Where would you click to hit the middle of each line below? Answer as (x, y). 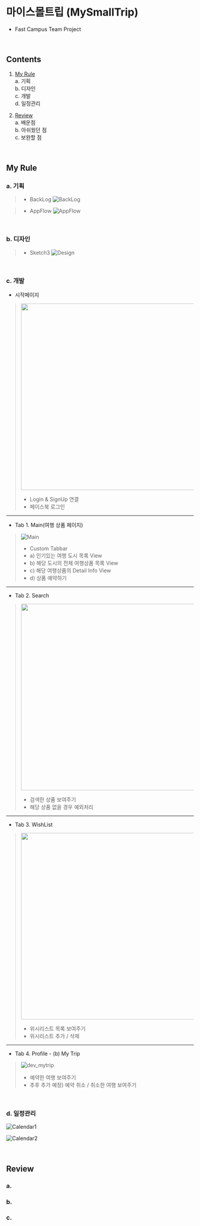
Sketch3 (40, 252)
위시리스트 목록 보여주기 (58, 1029)
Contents (24, 59)
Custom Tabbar (49, 549)
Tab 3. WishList (34, 825)
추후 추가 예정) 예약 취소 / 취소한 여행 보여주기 (83, 1085)
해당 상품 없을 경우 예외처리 (61, 807)
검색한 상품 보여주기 (53, 800)
